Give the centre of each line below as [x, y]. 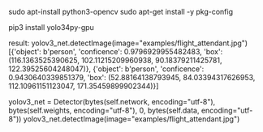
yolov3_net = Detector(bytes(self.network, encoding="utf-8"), [112, 102]
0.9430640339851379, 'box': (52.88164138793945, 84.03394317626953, [132, 77]
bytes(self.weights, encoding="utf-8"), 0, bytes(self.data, [104, 110]
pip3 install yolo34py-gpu [52, 27]
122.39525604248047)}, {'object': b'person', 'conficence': [106, 69]
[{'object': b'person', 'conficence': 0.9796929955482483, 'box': [116, 51]
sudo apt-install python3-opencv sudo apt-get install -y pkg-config [121, 12]
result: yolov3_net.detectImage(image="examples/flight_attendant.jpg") [128, 43]
